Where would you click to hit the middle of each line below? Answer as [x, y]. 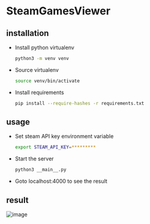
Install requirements [39, 92]
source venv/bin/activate [47, 81]
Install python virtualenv [45, 47]
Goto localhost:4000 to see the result [61, 181]
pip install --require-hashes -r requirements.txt [79, 103]
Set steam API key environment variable [64, 137]
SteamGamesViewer [58, 11]
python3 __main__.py [40, 170]
